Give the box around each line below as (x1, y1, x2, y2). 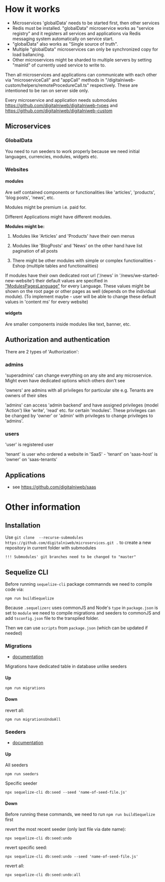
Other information (5, 501, 81, 513)
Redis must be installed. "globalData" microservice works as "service (12, 25, 154, 31)
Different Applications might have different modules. (5, 213, 112, 219)
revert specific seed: (5, 845, 48, 851)
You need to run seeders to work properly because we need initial (5, 148, 140, 154)
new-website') (5, 277, 35, 283)
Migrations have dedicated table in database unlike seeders (5, 664, 127, 670)
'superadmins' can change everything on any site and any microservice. (5, 372, 153, 378)
